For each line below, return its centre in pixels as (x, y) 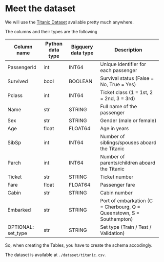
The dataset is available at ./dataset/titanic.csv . (55, 255)
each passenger (119, 70)
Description (128, 49)
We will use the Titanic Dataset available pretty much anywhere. (70, 22)
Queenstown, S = (120, 213)
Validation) (112, 233)
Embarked (19, 210)
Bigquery (82, 47)
